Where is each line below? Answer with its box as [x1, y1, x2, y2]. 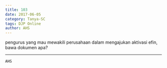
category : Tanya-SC [5, 16, 46, 21]
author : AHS [5, 26, 30, 31]
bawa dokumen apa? [5, 45, 48, 51]
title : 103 [5, 7, 28, 12]
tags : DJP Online [5, 21, 41, 26]
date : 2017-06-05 [5, 12, 41, 17]
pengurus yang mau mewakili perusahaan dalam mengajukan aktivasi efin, [5, 39, 158, 45]
